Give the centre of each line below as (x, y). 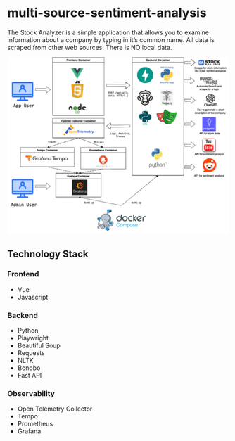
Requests (31, 353)
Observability (31, 393)
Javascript (33, 297)
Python (28, 331)
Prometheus (35, 424)
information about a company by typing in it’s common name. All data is (111, 39)
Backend (23, 315)
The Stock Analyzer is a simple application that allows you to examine (108, 32)
